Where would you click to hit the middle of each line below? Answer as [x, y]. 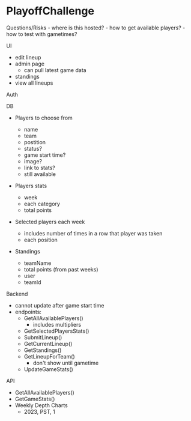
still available [40, 174]
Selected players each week [50, 222]
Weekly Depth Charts [41, 405]
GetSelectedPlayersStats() [56, 331]
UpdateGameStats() [48, 369]
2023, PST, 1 [39, 411]
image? [33, 161]
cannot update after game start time [59, 305]
